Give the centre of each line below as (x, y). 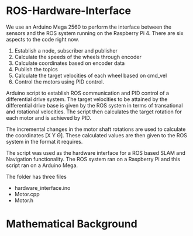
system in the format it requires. (44, 141)
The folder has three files (37, 176)
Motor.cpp (27, 194)
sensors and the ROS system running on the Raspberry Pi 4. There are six (95, 33)
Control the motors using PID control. (59, 81)
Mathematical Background (72, 224)
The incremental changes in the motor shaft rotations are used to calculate (96, 129)
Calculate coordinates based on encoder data (70, 63)
